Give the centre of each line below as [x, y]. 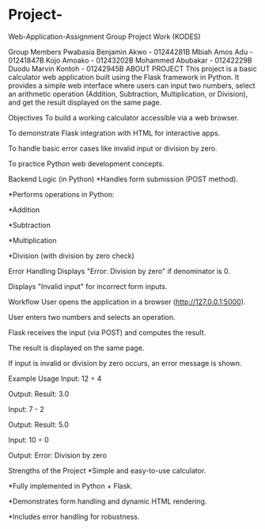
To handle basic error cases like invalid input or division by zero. [113, 148]
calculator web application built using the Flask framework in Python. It [124, 77]
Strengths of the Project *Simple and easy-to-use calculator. [107, 470]
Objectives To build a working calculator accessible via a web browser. [124, 117]
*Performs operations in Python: [61, 194]
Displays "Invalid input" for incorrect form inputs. [88, 286]
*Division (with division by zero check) [71, 256]
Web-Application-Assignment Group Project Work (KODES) [104, 36]
